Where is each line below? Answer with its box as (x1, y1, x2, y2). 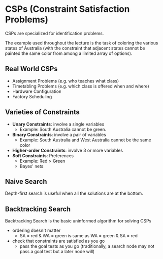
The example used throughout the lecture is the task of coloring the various (5, 40, 159, 45)
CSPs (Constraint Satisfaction (5, 3, 130, 15)
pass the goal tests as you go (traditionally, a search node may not (19, 243, 155, 249)
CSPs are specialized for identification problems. (5, 30, 104, 36)
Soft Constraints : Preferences (12, 152, 74, 159)
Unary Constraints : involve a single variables (12, 121, 104, 127)
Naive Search (5, 177, 47, 186)
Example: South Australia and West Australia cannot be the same (19, 137, 152, 143)
